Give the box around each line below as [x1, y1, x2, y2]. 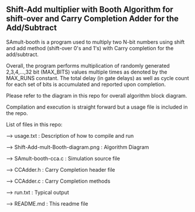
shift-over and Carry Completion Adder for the [6, 14, 179, 24]
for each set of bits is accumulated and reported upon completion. [6, 81, 166, 88]
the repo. [6, 109, 28, 116]
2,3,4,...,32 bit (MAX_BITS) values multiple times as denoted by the [6, 68, 167, 75]
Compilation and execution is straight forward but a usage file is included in [6, 103, 188, 110]
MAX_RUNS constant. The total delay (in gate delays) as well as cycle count [6, 74, 189, 81]
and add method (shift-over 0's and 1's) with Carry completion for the [6, 44, 174, 51]
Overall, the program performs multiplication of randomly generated [6, 62, 170, 69]
